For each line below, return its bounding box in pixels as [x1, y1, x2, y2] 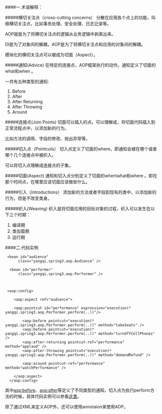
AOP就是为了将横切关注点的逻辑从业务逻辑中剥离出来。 [5, 31, 116, 37]
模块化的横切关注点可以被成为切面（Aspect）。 [5, 52, 98, 58]
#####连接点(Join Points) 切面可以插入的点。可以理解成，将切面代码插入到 [5, 119, 156, 125]
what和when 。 [5, 68, 36, 74]
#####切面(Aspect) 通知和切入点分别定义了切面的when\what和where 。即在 [5, 173, 158, 178]
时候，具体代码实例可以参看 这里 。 [13, 394, 81, 399]
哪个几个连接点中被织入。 [5, 152, 56, 158]
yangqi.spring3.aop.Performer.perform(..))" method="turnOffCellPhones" [5, 331, 155, 336]
